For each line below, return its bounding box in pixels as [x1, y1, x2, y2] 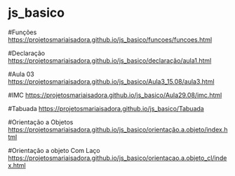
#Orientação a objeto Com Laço [8, 146, 100, 154]
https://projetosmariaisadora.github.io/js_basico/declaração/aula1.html [8, 56, 212, 64]
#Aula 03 [8, 70, 34, 78]
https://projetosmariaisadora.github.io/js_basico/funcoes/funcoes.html [8, 35, 213, 43]
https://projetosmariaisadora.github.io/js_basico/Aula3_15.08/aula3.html [8, 77, 215, 85]
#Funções [8, 28, 37, 36]
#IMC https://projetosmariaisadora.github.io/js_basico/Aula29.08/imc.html [8, 91, 222, 99]
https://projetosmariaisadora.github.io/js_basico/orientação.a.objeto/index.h [8, 125, 228, 133]
